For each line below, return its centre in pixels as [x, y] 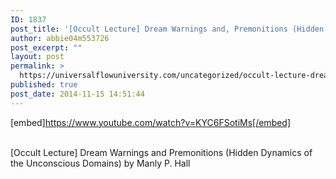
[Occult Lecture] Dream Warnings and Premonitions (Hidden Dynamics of [161, 152]
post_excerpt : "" [46, 47]
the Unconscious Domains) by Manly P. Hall [100, 163]
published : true [44, 85]
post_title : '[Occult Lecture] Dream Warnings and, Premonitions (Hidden [167, 29]
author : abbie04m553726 [60, 38]
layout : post [37, 57]
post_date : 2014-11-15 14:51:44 [77, 94]
